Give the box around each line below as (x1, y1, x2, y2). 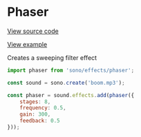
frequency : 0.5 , (19, 105, 67, 112)
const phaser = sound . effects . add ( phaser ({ (7, 92, 135, 98)
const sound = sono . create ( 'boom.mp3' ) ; (7, 79, 126, 86)
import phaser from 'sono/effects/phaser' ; (7, 67, 135, 74)
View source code (7, 27, 59, 35)
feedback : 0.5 (19, 118, 60, 125)
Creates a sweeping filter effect (7, 53, 97, 62)
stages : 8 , (19, 98, 51, 105)
